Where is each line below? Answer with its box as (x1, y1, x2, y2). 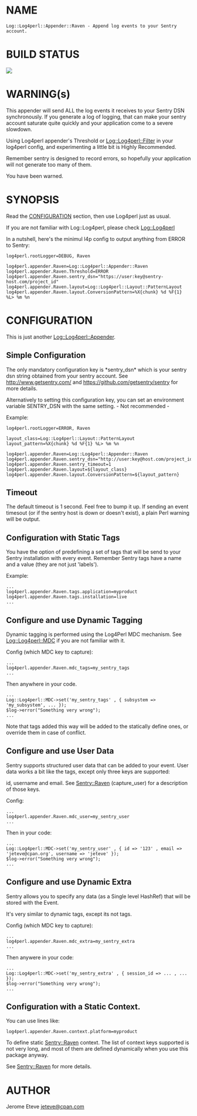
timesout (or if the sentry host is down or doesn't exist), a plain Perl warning (6, 509, 189, 516)
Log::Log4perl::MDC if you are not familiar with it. (6, 637, 125, 644)
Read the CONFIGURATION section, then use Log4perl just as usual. (6, 213, 171, 220)
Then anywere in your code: (6, 953, 74, 961)
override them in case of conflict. (6, 728, 86, 736)
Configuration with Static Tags (6, 532, 120, 542)
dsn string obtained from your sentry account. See (6, 372, 128, 379)
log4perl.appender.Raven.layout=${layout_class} (6, 466, 127, 472)
